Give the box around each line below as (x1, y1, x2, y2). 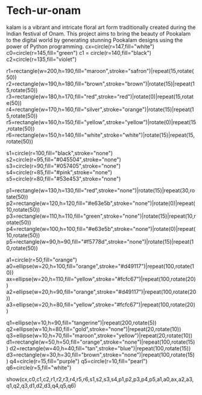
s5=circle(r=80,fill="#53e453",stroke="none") (6, 175, 121, 182)
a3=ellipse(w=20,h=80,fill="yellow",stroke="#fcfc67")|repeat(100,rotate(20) (6, 301, 196, 308)
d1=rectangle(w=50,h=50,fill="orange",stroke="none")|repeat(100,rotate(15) (6, 338, 195, 346)
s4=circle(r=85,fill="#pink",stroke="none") (6, 168, 113, 175)
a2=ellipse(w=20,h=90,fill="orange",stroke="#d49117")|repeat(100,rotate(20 (6, 288, 197, 295)
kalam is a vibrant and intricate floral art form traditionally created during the (6, 24, 196, 31)
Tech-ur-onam (6, 4, 81, 17)
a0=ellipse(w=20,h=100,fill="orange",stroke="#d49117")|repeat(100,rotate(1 (6, 262, 195, 270)
